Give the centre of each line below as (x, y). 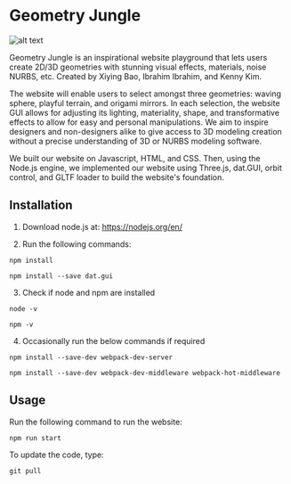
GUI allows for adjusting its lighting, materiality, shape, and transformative (145, 112)
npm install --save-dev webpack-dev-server (91, 357)
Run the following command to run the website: (96, 422)
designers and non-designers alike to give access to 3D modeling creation (145, 131)
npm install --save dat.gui (61, 276)
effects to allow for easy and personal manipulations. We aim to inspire (139, 122)
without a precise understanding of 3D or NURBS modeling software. (136, 141)
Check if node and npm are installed (89, 292)
